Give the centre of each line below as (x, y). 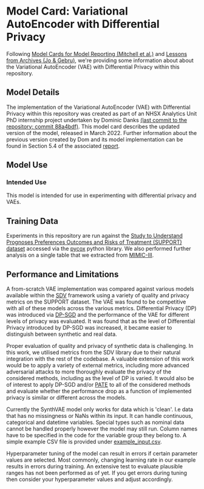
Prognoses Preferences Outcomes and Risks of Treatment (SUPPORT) (94, 242)
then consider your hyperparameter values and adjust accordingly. (90, 479)
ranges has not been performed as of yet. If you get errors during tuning (97, 473)
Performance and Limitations (63, 274)
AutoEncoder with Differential (83, 24)
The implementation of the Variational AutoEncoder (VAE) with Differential (98, 107)
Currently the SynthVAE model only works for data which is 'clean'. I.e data (100, 409)
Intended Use (26, 182)
